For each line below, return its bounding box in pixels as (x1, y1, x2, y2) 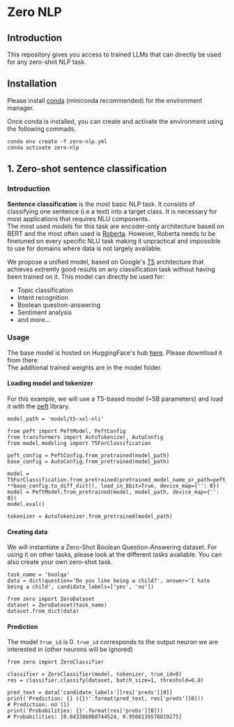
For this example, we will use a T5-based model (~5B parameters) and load (7, 394, 224, 403)
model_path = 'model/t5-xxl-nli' (7, 415, 104, 422)
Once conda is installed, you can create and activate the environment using (7, 117, 224, 125)
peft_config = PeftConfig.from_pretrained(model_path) (7, 452, 170, 459)
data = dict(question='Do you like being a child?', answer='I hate (7, 577, 210, 584)
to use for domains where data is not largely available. (7, 244, 162, 253)
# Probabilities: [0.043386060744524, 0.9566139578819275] (7, 714, 182, 721)
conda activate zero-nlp (7, 144, 79, 151)
